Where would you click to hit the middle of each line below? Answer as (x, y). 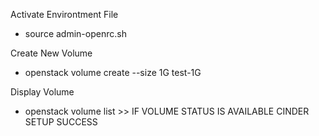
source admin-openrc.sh (75, 33)
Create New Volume (51, 53)
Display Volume (42, 92)
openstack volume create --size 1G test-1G (113, 72)
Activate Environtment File (64, 14)
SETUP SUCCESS (61, 122)
